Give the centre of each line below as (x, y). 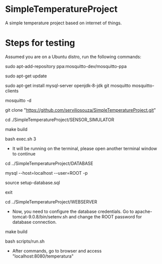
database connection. (34, 222)
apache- (143, 211)
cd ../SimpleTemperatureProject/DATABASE (49, 163)
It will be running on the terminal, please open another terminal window (84, 148)
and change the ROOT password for (105, 216)
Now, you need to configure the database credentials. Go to (73, 211)
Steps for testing (40, 43)
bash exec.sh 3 (20, 139)
